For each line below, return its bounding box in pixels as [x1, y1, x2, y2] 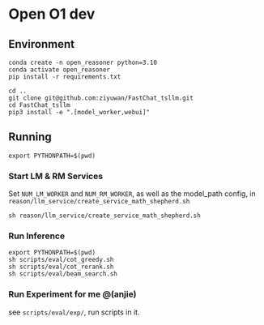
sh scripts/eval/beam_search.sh [8, 270, 117, 278]
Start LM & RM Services [8, 170, 104, 182]
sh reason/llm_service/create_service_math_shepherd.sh [8, 212, 201, 220]
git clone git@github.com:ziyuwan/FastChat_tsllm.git [8, 94, 194, 102]
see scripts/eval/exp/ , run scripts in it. [8, 307, 140, 317]
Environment [8, 37, 75, 51]
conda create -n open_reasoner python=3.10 [8, 58, 158, 66]
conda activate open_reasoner [8, 66, 111, 74]
